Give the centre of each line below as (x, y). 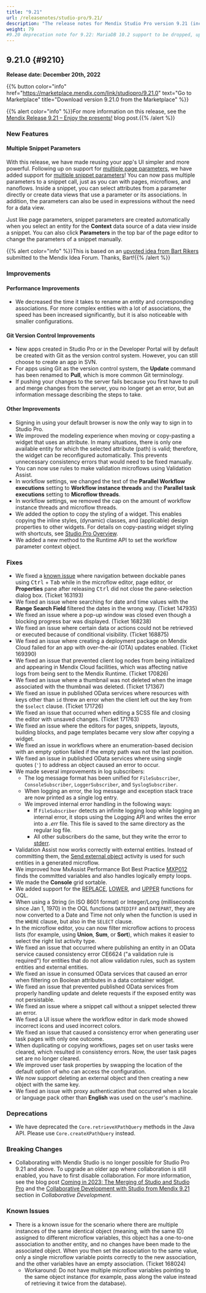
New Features (28, 134)
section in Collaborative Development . (63, 1195)
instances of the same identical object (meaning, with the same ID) (100, 1231)
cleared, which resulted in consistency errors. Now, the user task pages (106, 1052)
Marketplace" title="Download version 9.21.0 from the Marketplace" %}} (97, 99)
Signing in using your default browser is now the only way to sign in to (104, 422)
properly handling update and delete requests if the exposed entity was (105, 993)
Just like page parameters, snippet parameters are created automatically (98, 220)
